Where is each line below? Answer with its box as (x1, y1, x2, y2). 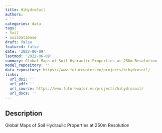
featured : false (5, 44, 39, 49)
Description (5, 109, 42, 118)
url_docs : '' (9, 91, 37, 96)
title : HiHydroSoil (5, 7, 46, 12)
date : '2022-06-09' (5, 49, 46, 54)
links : (5, 72, 19, 77)
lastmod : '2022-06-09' (5, 53, 52, 59)
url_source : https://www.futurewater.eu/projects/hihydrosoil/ (9, 86, 144, 91)
